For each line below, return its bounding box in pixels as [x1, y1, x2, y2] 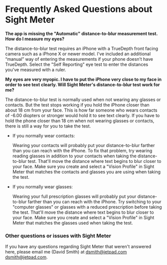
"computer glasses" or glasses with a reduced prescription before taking [12, 204, 162, 210]
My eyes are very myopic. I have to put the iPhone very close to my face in [5, 76, 162, 82]
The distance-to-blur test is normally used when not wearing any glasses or [5, 96, 161, 103]
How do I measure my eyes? [5, 36, 65, 42]
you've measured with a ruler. [5, 66, 66, 73]
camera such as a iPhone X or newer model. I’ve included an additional [5, 51, 151, 57]
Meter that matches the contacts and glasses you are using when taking [12, 168, 161, 175]
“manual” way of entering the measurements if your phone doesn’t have [5, 56, 154, 62]
